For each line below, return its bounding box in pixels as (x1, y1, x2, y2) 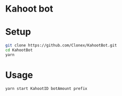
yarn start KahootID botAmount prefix (5, 86, 87, 91)
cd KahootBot (5, 47, 33, 53)
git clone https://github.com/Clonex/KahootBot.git (5, 43, 117, 48)
